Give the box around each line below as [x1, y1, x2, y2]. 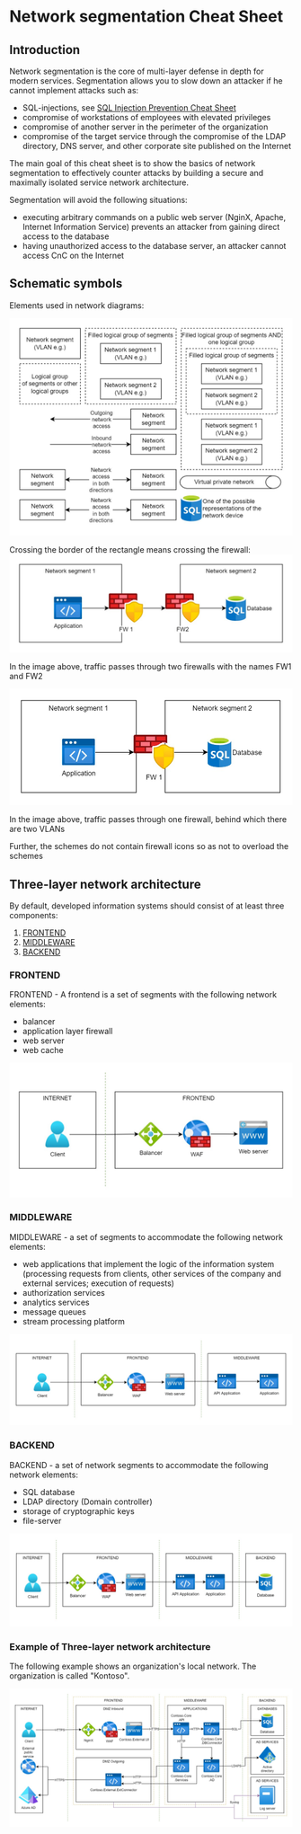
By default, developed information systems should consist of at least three [9, 900, 285, 911]
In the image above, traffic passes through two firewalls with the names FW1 [9, 661, 292, 672]
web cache [22, 1045, 65, 1056]
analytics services [22, 1297, 90, 1307]
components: [9, 910, 58, 921]
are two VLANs [9, 824, 66, 835]
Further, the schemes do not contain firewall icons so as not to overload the [9, 841, 289, 852]
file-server [22, 1515, 62, 1526]
